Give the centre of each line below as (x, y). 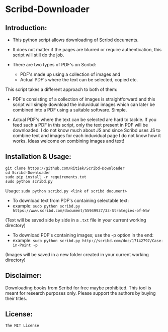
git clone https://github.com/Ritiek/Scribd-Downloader (65, 168)
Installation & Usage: (38, 157)
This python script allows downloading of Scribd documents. (75, 40)
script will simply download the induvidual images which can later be (83, 104)
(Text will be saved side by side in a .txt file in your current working (76, 220)
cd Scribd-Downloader (28, 173)
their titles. (16, 298)
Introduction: (26, 28)
